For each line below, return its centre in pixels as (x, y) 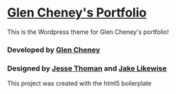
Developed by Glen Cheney (54, 50)
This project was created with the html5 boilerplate (79, 84)
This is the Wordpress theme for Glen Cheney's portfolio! (88, 32)
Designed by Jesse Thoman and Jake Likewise (87, 68)
